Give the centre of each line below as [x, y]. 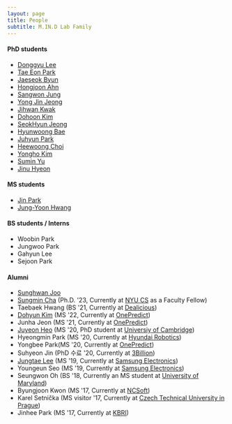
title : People [28, 20]
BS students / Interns [38, 224]
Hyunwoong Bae [41, 131]
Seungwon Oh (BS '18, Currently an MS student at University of [108, 376]
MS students [26, 184]
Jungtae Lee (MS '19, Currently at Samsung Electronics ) [98, 361]
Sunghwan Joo [39, 293]
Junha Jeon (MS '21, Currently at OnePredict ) [83, 323]
